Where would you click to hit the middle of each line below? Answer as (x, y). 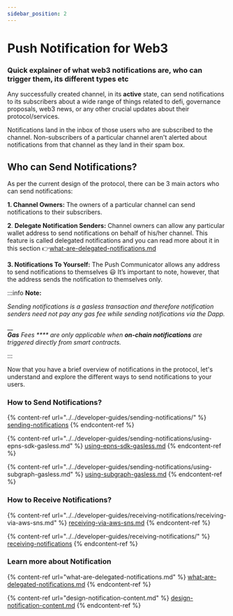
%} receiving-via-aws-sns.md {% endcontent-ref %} (134, 522)
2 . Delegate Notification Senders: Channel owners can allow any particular (116, 225)
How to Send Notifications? (55, 402)
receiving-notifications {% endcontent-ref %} (73, 543)
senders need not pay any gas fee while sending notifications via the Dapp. (116, 314)
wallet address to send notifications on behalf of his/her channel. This (107, 233)
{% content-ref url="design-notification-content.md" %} (88, 598)
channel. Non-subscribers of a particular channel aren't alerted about (107, 138)
